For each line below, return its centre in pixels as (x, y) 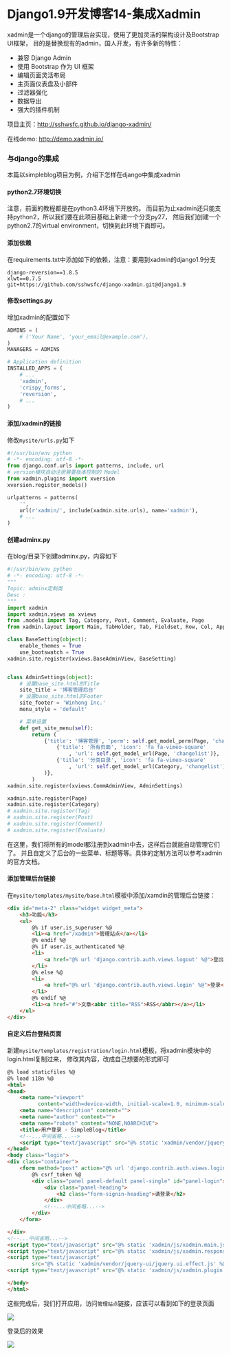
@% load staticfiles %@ (41, 1072)
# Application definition (44, 362)
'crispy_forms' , (43, 388)
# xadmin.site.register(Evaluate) (57, 830)
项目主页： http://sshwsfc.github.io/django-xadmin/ (79, 124)
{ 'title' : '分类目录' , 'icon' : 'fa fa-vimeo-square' (131, 760)
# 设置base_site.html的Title (59, 683)
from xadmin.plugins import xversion (61, 479)
